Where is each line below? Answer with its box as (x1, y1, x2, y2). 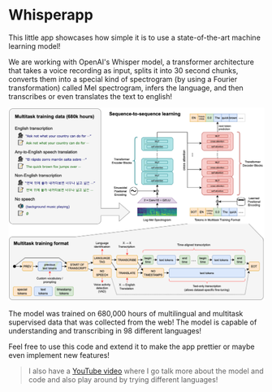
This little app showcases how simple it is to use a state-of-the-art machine (8, 33, 261, 42)
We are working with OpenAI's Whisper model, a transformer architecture (8, 57, 254, 67)
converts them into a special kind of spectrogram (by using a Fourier (8, 74, 238, 84)
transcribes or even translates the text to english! (8, 91, 173, 101)
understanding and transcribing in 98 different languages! (8, 326, 201, 336)
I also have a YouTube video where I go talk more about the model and (28, 366, 264, 376)
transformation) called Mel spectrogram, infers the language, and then (8, 83, 244, 93)
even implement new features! (8, 351, 110, 360)
